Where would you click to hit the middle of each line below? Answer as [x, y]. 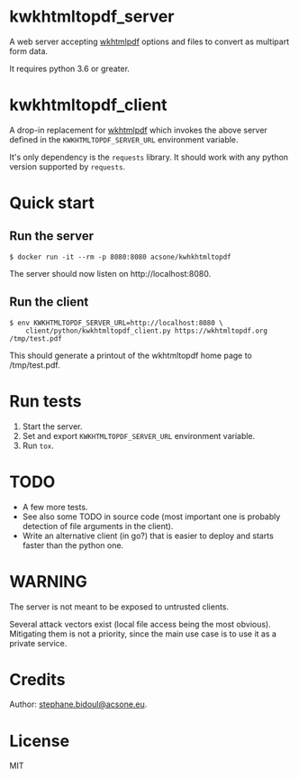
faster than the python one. [73, 545]
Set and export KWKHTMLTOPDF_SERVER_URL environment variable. [139, 435]
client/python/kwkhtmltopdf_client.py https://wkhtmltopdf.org [147, 331]
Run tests [45, 401]
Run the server [52, 236]
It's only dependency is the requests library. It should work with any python [149, 157]
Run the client [49, 302]
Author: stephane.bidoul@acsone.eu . [78, 704]
